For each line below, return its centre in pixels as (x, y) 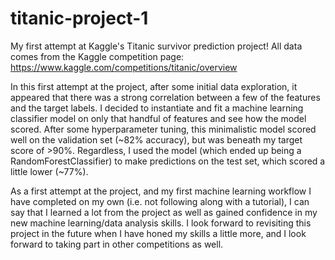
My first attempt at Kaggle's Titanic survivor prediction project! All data (156, 46)
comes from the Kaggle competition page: (97, 56)
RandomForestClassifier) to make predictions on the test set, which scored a (168, 161)
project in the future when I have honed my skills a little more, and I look (158, 233)
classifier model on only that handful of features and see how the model (158, 118)
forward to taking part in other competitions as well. (117, 244)
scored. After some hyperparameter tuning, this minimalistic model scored (163, 129)
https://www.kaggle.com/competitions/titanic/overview (124, 67)
